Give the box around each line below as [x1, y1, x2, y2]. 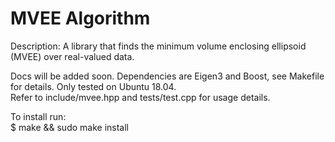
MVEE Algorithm [10, 7, 151, 30]
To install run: [10, 110, 67, 122]
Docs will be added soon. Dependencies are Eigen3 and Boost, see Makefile [10, 70, 325, 82]
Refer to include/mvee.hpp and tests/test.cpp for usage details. [10, 91, 271, 103]
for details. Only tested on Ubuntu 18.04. [10, 80, 177, 92]
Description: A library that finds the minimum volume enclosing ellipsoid [10, 40, 307, 52]
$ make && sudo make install [10, 121, 129, 133]
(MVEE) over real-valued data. [10, 50, 135, 62]
